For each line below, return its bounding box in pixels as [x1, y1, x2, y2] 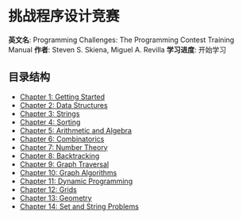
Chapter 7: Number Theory [19, 142, 109, 152]
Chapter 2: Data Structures [19, 100, 109, 109]
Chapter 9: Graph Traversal [19, 159, 109, 169]
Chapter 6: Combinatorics [19, 134, 105, 144]
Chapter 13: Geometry [19, 193, 93, 202]
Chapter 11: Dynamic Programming [19, 176, 133, 186]
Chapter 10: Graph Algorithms [19, 167, 117, 177]
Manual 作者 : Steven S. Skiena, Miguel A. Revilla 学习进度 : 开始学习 [8, 44, 227, 54]
